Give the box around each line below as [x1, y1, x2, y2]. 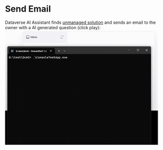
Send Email [5, 3, 51, 15]
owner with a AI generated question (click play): [5, 24, 101, 30]
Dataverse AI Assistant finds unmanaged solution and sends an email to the [5, 19, 156, 25]
